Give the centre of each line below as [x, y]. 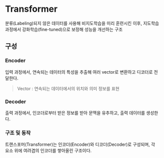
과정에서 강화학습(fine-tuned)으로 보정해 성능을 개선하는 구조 [64, 29]
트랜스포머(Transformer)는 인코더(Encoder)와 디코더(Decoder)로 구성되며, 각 [80, 145]
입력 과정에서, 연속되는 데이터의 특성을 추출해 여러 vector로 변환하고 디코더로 [79, 72]
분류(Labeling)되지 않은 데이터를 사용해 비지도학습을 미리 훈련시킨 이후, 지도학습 [82, 23]
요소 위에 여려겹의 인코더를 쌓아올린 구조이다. [48, 151]
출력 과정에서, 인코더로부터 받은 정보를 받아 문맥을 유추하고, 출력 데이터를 [75, 113]
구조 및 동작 [18, 132]
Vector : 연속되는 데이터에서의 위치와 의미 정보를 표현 [68, 88]
